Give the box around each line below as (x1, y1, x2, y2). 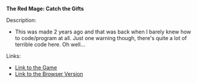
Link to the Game (14, 64, 57, 71)
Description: (6, 17, 37, 23)
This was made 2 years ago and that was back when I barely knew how (14, 28, 192, 35)
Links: (6, 53, 21, 59)
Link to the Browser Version (14, 70, 84, 77)
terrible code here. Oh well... (14, 41, 86, 48)
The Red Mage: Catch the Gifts (6, 5, 84, 12)
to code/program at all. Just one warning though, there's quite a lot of (14, 35, 187, 41)
